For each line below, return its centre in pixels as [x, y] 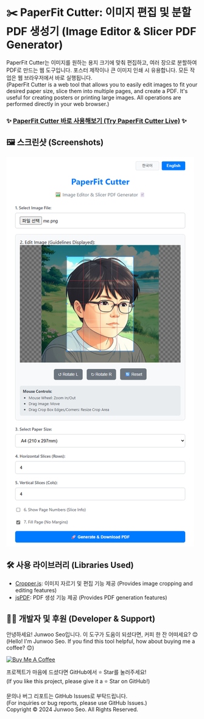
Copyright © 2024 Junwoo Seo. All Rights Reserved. [72, 709]
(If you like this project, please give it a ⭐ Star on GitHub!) [78, 681]
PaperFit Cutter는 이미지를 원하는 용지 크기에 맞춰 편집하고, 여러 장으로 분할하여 [102, 62]
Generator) [35, 45]
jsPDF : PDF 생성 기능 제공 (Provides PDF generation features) [91, 598]
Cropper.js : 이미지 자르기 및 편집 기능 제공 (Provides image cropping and [104, 584]
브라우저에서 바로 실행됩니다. [58, 77]
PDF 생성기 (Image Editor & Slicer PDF [101, 32]
